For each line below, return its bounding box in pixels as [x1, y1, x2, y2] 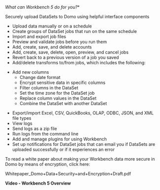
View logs [12, 120, 32, 126]
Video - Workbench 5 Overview [5, 180, 71, 186]
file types [12, 115, 32, 121]
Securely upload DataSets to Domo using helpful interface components [5, 14, 150, 19]
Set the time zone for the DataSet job [19, 90, 95, 96]
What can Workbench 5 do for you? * [5, 4, 80, 10]
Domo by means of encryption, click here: [5, 162, 90, 167]
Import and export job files [12, 34, 66, 39]
